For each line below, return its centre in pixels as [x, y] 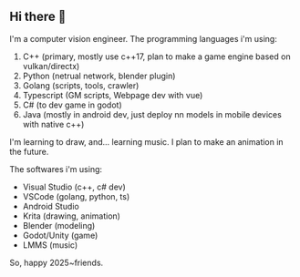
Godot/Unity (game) [60, 235]
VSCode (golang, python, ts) [76, 196]
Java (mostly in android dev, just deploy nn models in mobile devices [152, 114]
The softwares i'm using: [56, 169]
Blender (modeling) [59, 225]
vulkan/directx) [51, 66]
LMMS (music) [50, 245]
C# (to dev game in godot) [72, 105]
